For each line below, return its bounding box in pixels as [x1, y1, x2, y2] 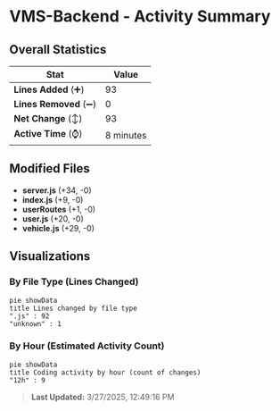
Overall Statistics [9, 42, 107, 57]
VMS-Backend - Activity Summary [9, 6, 271, 27]
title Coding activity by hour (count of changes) [9, 368, 202, 377]
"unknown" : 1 [9, 319, 62, 328]
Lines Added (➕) [13, 83, 85, 96]
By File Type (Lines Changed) [9, 275, 139, 288]
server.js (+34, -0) [21, 185, 92, 196]
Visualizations [9, 248, 91, 264]
